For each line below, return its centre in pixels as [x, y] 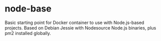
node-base [28, 9]
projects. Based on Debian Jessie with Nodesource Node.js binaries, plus [80, 27]
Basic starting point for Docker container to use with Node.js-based [74, 22]
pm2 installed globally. [28, 33]
